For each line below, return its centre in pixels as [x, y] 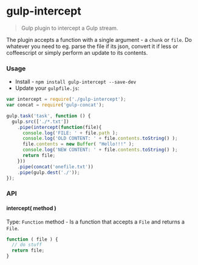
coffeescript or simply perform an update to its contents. [77, 52]
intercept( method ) [31, 208]
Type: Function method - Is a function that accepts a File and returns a [96, 222]
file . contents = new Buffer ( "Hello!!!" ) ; [78, 144]
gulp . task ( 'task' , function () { [49, 116]
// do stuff [27, 245]
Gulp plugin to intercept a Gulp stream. [70, 28]
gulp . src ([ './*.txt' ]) [40, 122]
